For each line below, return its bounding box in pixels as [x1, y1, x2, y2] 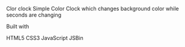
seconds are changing [6, 11, 62, 18]
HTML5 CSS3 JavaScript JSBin [6, 35, 83, 41]
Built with [6, 23, 29, 30]
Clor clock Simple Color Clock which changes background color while [6, 5, 179, 12]
